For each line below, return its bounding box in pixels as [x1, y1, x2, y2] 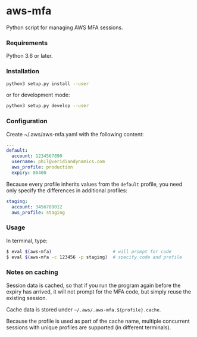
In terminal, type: [6, 237, 48, 244]
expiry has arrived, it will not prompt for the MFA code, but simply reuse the [6, 288, 192, 295]
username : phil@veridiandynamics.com [11, 159, 105, 165]
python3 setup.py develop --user [6, 103, 89, 109]
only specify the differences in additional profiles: [6, 186, 128, 194]
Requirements [6, 39, 48, 47]
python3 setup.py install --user [6, 80, 89, 87]
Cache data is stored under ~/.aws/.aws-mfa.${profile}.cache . [6, 305, 161, 313]
